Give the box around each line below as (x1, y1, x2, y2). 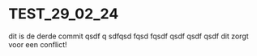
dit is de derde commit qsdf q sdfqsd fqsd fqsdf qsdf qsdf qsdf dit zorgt (8, 31, 249, 41)
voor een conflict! (8, 39, 67, 49)
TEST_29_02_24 (8, 5, 119, 23)
